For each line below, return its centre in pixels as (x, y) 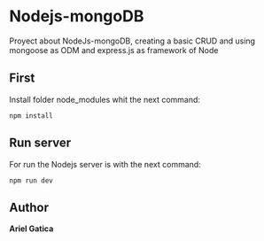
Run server (40, 143)
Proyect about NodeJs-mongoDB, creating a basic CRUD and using (132, 41)
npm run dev (31, 180)
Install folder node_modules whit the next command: (105, 99)
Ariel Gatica (31, 229)
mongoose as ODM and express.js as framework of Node (114, 50)
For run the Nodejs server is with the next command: (105, 164)
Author (29, 207)
